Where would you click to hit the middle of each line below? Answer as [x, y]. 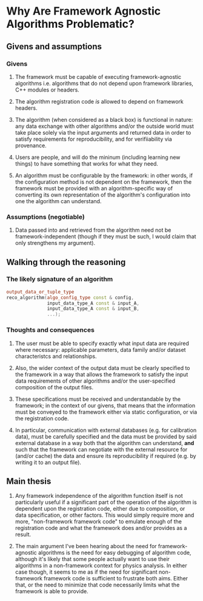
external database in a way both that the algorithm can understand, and [105, 443]
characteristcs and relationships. [56, 356]
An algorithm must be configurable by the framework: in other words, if [104, 175]
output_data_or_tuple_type [40, 292]
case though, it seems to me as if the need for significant [86, 572]
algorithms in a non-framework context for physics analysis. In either [101, 566]
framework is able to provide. [52, 591]
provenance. [31, 145]
